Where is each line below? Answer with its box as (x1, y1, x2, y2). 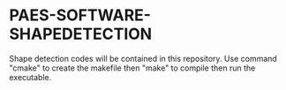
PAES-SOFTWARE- (9, 5, 152, 26)
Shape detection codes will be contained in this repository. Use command (9, 53, 278, 64)
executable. (9, 71, 52, 82)
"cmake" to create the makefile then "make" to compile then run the (9, 63, 256, 73)
